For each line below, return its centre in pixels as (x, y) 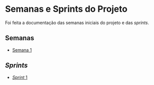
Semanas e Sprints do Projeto (66, 9)
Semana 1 (22, 50)
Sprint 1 (20, 77)
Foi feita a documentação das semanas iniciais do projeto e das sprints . (77, 23)
